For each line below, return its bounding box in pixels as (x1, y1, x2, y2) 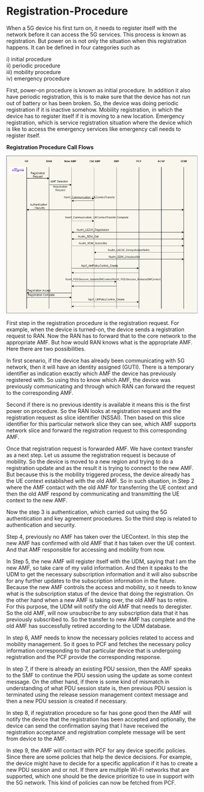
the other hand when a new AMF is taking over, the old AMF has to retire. (6, 596, 189, 604)
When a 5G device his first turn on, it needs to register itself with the (6, 24, 177, 32)
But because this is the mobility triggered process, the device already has (6, 471, 191, 478)
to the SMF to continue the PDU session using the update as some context (6, 671, 192, 678)
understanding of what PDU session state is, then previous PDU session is (6, 684, 192, 692)
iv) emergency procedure (6, 75, 70, 82)
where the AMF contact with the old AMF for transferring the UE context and (6, 483, 198, 491)
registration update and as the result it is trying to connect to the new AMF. (6, 464, 194, 471)
